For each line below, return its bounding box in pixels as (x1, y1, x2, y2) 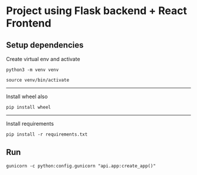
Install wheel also (6, 93, 48, 100)
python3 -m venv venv (6, 67, 59, 73)
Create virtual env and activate (6, 56, 80, 62)
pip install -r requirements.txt (6, 132, 88, 137)
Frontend (6, 16, 52, 30)
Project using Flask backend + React (6, 4, 188, 18)
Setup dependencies (6, 40, 84, 50)
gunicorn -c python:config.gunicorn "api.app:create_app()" (6, 163, 157, 169)
